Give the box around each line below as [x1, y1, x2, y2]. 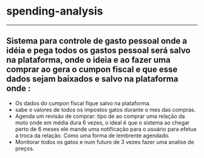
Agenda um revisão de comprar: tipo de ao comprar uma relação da [15, 112, 185, 120]
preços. [15, 145, 35, 152]
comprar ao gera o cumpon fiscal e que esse [6, 64, 178, 75]
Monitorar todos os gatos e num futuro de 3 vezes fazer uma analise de [15, 138, 194, 145]
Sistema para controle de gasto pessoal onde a [6, 36, 188, 46]
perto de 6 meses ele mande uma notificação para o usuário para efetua [15, 125, 197, 132]
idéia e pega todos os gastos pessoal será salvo [6, 46, 191, 56]
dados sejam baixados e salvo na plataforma [6, 74, 178, 84]
